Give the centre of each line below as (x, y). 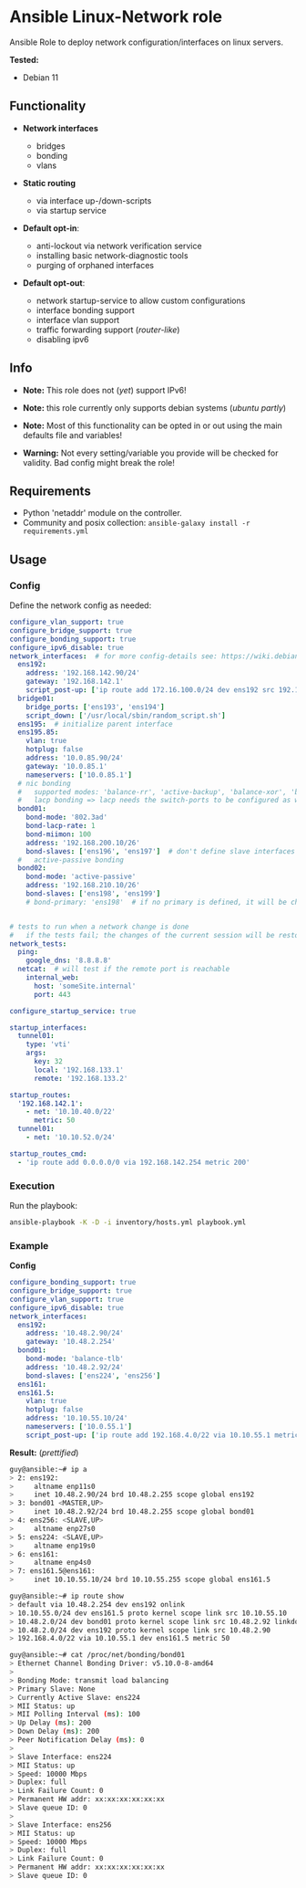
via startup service (71, 210)
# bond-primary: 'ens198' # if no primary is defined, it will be (156, 902)
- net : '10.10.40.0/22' (71, 1112)
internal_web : (52, 978)
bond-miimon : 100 (59, 834)
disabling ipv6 (62, 339)
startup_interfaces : (49, 1028)
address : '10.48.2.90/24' (75, 1333)
